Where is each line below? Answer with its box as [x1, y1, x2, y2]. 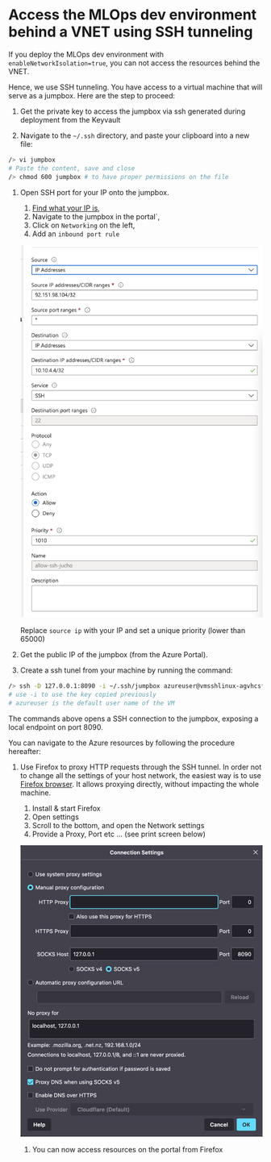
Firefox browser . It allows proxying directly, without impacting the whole [19, 779, 260, 789]
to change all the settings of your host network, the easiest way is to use [19, 770, 262, 780]
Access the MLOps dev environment [8, 6, 257, 24]
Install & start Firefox [31, 803, 101, 813]
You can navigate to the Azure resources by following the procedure [8, 738, 236, 748]
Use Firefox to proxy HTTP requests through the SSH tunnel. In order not [19, 762, 262, 772]
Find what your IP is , [31, 203, 101, 213]
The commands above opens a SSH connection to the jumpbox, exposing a [8, 714, 259, 723]
